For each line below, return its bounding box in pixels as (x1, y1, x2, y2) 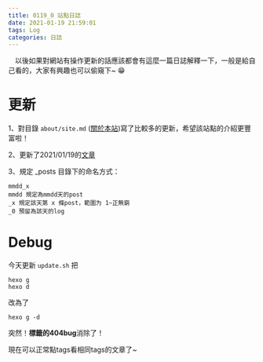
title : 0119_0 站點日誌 (8, 11, 81, 20)
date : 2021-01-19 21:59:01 (8, 19, 97, 27)
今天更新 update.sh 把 (8, 261, 79, 270)
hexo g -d (8, 313, 41, 322)
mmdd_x (8, 182, 30, 191)
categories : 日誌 (8, 33, 63, 42)
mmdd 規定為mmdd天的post (8, 191, 84, 199)
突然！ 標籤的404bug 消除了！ (8, 328, 104, 338)
